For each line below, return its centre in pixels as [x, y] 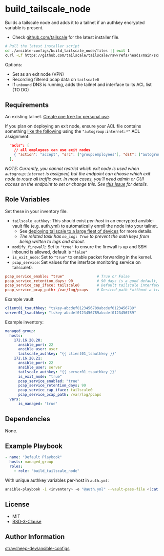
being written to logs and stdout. [52, 241]
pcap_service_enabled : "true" [49, 381]
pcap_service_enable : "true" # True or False [68, 276]
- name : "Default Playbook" [34, 457]
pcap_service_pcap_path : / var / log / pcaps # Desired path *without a [78, 290]
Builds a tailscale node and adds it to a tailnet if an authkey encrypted [75, 22]
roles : [16, 467]
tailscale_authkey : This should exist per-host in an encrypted [75, 220]
